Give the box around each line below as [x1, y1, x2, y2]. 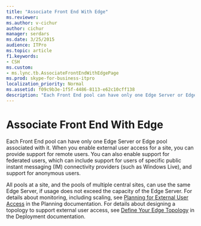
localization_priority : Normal [6, 81, 84, 87]
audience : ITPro [6, 42, 47, 48]
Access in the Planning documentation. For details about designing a [6, 200, 175, 207]
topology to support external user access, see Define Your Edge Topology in [6, 206, 195, 213]
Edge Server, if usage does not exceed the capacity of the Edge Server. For [6, 187, 193, 194]
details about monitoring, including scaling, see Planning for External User [6, 194, 188, 201]
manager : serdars [6, 31, 50, 37]
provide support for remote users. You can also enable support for [6, 150, 170, 157]
